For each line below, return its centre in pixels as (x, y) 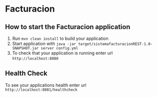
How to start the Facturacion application (68, 27)
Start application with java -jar (44, 44)
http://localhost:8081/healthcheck (41, 90)
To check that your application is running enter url (62, 53)
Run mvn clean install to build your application (60, 38)
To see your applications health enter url (46, 85)
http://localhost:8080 (35, 59)
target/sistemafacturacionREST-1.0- (115, 44)
